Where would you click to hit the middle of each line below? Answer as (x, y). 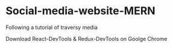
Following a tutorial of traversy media (52, 27)
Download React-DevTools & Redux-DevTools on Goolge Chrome (86, 39)
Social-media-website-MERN (80, 11)
